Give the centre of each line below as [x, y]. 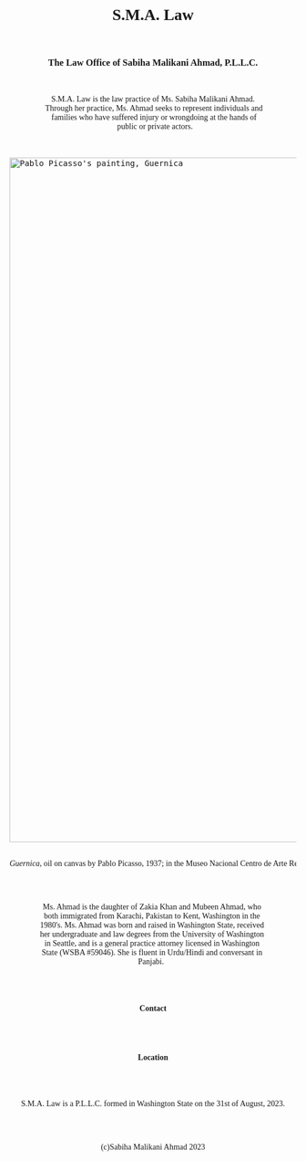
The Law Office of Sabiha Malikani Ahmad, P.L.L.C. [153, 63]
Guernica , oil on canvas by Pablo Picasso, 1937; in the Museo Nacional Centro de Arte [148, 864]
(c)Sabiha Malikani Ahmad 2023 [153, 1147]
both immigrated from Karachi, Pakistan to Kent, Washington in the [152, 916]
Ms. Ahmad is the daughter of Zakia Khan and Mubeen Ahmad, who [152, 907]
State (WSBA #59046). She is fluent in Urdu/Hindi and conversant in [152, 952]
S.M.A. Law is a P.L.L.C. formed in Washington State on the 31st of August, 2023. [153, 1103]
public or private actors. [155, 126]
